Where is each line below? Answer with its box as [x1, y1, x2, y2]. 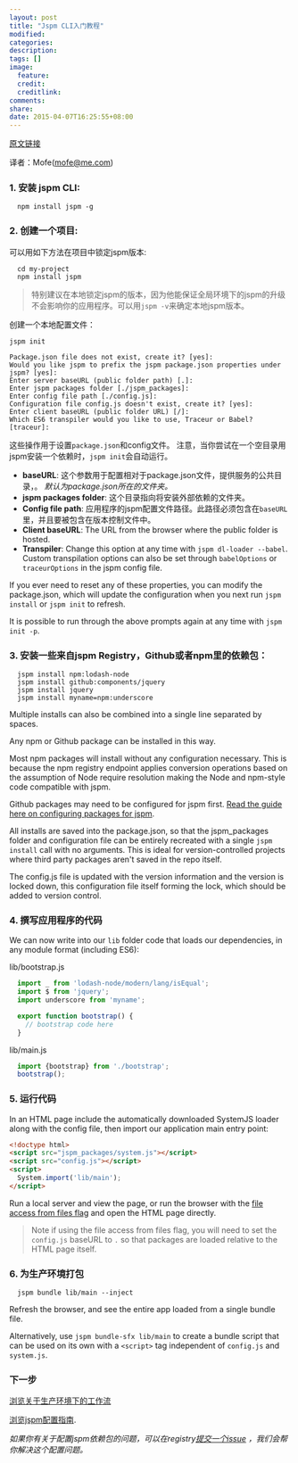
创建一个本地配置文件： [9, 318, 95, 330]
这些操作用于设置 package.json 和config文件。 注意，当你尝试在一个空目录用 [9, 439, 286, 450]
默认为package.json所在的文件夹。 [44, 481, 173, 492]
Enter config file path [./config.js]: [9, 392, 158, 401]
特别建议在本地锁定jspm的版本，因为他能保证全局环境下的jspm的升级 [30, 289, 286, 300]
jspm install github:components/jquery [17, 678, 166, 687]
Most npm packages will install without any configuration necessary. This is [9, 753, 287, 764]
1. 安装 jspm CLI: [9, 182, 80, 194]
